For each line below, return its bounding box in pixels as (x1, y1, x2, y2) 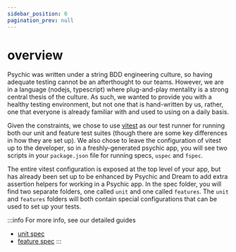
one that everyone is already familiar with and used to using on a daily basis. (7, 108, 229, 116)
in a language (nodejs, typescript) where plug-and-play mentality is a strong (7, 85, 229, 94)
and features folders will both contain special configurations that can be (7, 195, 217, 203)
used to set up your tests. (7, 202, 82, 211)
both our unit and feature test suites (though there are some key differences (7, 129, 228, 137)
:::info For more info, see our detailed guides (7, 216, 136, 225)
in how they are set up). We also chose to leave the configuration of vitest (7, 137, 222, 145)
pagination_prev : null (7, 17, 74, 24)
